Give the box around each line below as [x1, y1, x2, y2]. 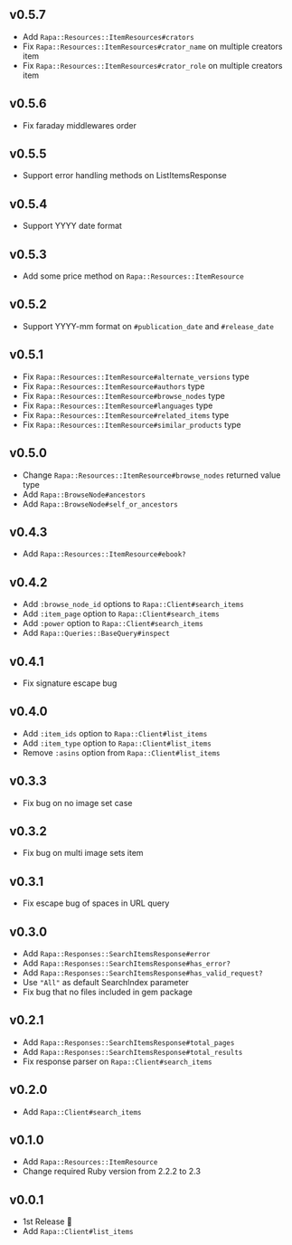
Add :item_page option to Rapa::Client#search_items [22, 608, 220, 619]
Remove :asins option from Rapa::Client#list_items [22, 746, 221, 758]
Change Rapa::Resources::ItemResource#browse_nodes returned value [22, 470, 281, 480]
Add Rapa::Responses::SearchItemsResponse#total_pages [22, 1036, 235, 1048]
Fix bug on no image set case [22, 797, 133, 808]
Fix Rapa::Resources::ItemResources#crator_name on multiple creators [22, 41, 283, 52]
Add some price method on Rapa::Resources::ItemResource [22, 271, 244, 281]
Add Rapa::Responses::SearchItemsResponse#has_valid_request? [22, 967, 264, 978]
